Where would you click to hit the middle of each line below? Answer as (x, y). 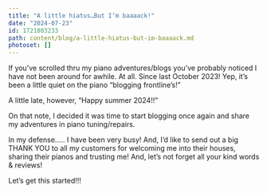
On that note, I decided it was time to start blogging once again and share (129, 116)
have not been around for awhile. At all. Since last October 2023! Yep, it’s (128, 77)
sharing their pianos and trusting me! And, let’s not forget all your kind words (134, 157)
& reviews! (25, 165)
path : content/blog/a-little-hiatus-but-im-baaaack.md (101, 38)
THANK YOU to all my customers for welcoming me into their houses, (122, 148)
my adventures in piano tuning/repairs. (72, 124)
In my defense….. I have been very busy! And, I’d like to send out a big (124, 140)
